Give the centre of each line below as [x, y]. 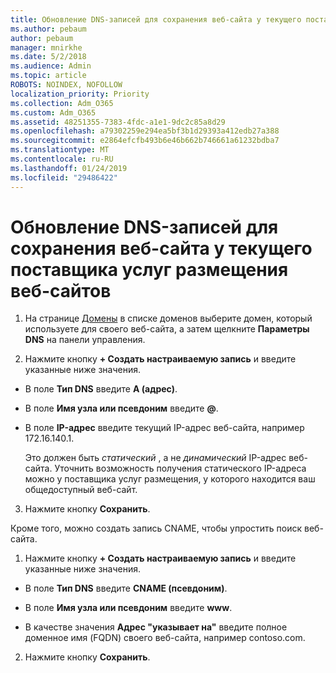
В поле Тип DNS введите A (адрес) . [101, 389]
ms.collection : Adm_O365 [62, 103]
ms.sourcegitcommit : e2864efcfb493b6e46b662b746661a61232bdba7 [145, 141]
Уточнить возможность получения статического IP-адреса [180, 468]
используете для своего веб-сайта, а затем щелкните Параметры [167, 329]
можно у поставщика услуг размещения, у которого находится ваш [170, 479]
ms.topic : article [48, 76]
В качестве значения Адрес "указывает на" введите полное [156, 627]
